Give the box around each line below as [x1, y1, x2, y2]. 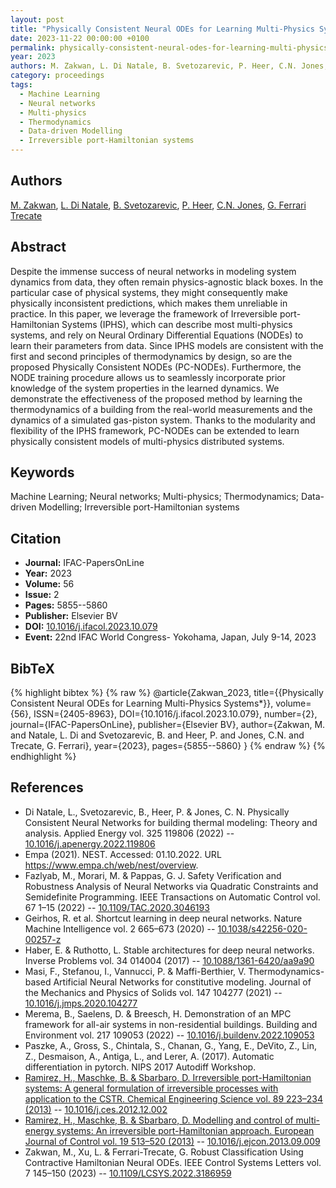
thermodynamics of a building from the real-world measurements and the [10, 403, 313, 415]
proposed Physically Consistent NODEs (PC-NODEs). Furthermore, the [10, 361, 302, 373]
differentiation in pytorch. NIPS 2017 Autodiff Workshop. [24, 1061, 257, 1073]
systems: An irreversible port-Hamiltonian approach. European [56, 1124, 315, 1136]
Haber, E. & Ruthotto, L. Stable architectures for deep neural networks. [24, 944, 315, 956]
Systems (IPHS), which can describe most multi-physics [61, 318, 293, 330]
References [10, 779, 84, 796]
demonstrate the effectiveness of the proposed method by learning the [10, 392, 303, 405]
